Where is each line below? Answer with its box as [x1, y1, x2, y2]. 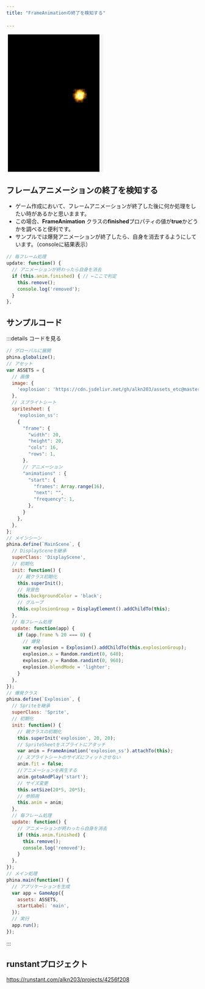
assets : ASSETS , [17, 897, 59, 903]
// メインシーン [6, 535, 42, 541]
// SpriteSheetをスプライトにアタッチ [17, 741, 106, 748]
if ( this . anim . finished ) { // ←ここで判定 [12, 273, 117, 279]
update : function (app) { [12, 625, 75, 632]
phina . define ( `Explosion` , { [6, 696, 81, 703]
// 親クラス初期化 [17, 573, 58, 580]
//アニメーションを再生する [17, 767, 77, 774]
